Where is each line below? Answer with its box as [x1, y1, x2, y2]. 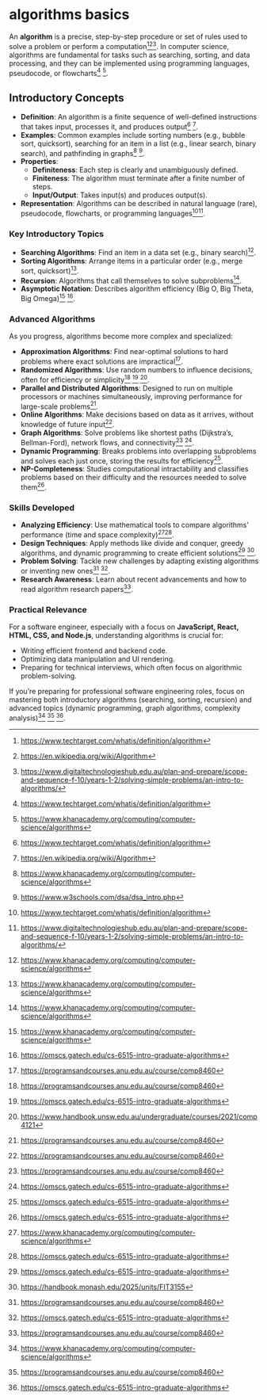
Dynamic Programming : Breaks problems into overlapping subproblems [20, 446, 257, 456]
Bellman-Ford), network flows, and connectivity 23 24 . [20, 436, 195, 447]
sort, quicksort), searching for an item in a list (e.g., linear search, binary [20, 139, 257, 148]
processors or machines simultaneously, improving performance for [20, 391, 242, 401]
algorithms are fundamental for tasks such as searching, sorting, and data [9, 50, 250, 59]
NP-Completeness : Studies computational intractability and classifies [20, 464, 249, 474]
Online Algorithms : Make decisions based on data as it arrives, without [20, 410, 254, 419]
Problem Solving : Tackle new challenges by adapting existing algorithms [20, 556, 259, 566]
